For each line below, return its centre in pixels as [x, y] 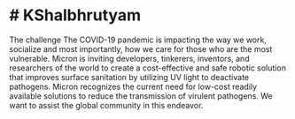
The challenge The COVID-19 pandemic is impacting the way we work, [138, 40]
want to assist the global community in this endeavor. [106, 105]
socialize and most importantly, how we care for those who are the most [141, 48]
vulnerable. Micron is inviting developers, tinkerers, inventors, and [129, 58]
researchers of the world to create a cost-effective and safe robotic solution [147, 68]
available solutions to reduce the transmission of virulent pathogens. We [141, 96]
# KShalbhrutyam [75, 15]
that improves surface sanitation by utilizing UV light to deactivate [129, 77]
